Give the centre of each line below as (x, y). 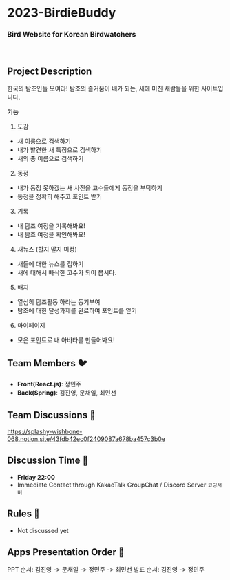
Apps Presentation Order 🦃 (66, 552)
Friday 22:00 (36, 477)
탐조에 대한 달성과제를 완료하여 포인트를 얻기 (77, 311)
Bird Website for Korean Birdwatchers (72, 35)
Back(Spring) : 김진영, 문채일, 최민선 (67, 393)
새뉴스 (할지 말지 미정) (47, 250)
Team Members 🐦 (48, 363)
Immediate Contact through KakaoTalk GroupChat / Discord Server (112, 485)
